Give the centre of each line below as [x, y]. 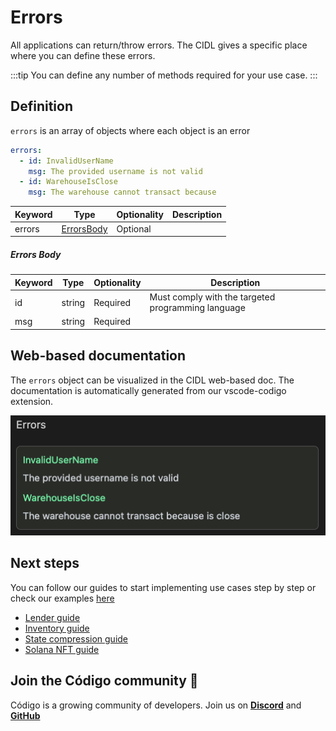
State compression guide [76, 638]
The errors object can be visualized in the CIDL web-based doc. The [152, 380]
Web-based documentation [98, 356]
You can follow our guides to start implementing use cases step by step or [163, 587]
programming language [197, 308]
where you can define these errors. [83, 55]
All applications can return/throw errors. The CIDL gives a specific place [159, 45]
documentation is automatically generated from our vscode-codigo [148, 390]
